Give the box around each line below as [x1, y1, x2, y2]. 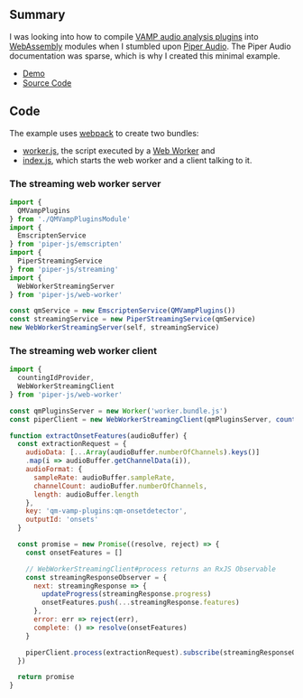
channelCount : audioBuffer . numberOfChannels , [32, 481, 207, 490]
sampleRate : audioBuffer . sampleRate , [32, 473, 176, 482]
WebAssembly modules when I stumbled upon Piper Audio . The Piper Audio [9, 41, 291, 51]
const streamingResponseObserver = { [25, 572, 168, 582]
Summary [9, 7, 66, 23]
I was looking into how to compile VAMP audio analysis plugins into [9, 31, 259, 42]
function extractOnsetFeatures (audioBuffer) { [9, 431, 188, 441]
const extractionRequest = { [17, 440, 127, 449]
